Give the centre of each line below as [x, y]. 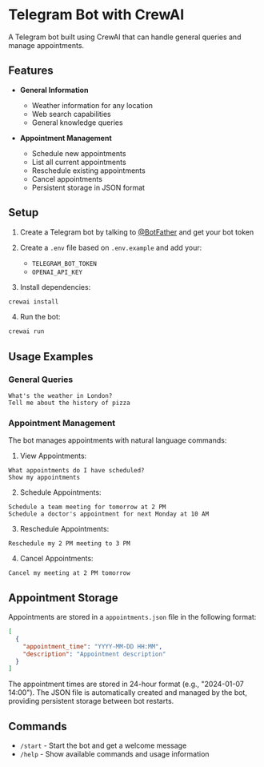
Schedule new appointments [79, 153]
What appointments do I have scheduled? [77, 471]
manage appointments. [46, 45]
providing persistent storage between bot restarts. [91, 701]
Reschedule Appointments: [64, 529]
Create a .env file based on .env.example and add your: [111, 247]
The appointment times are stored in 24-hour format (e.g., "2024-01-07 [126, 684]
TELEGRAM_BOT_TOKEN [64, 263]
